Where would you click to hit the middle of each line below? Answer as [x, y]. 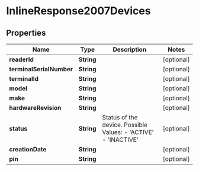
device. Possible [125, 125]
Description [129, 50]
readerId [22, 59]
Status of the [120, 117]
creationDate [28, 149]
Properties [26, 33]
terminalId [24, 79]
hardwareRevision [35, 108]
